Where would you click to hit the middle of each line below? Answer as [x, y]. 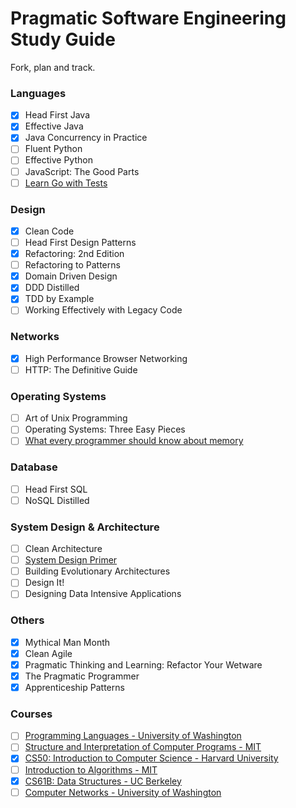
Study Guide [63, 39]
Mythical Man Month [67, 642]
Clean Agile [48, 653]
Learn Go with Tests [66, 183]
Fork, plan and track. [53, 67]
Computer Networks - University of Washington [123, 792]
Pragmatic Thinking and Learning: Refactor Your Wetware [143, 664]
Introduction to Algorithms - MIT [91, 769]
